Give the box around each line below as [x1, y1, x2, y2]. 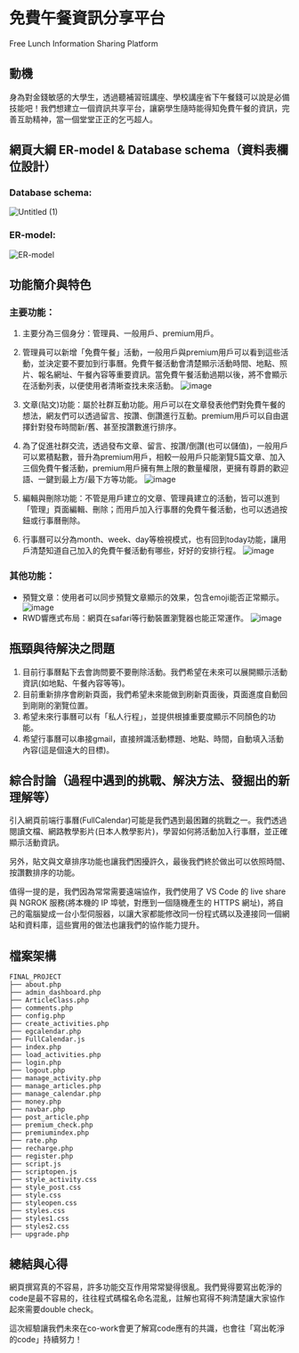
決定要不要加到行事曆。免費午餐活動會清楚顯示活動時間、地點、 [45, 358, 280, 369]
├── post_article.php [9, 1113, 90, 1122]
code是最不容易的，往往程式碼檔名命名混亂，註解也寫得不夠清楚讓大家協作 [9, 1292, 286, 1303]
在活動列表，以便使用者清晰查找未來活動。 [21, 381, 179, 391]
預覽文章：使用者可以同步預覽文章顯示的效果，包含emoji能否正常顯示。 [21, 592, 285, 603]
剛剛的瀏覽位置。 [29, 700, 93, 710]
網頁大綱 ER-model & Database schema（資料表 [9, 143, 278, 158]
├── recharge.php [9, 1144, 74, 1153]
